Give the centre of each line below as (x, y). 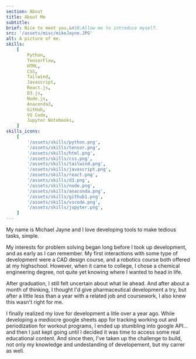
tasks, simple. (23, 236)
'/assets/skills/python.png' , (64, 142)
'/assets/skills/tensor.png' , (64, 148)
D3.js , (35, 93)
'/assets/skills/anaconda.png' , (67, 191)
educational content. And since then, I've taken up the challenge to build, (94, 338)
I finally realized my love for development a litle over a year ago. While (90, 313)
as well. (15, 351)
